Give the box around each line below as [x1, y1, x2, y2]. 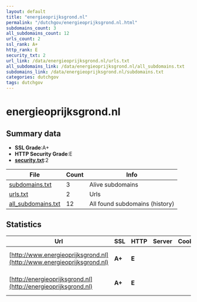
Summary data [6, 128, 62, 138]
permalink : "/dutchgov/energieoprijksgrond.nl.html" [6, 19, 138, 25]
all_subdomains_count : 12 [6, 31, 69, 36]
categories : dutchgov [6, 74, 59, 80]
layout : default [6, 8, 46, 15]
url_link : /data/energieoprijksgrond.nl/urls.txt [6, 58, 130, 64]
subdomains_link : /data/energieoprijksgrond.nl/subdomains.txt [6, 69, 164, 75]
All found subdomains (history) [89, 200, 175, 208]
